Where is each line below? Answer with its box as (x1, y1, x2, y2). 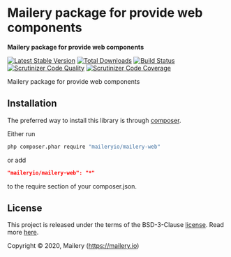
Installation (7, 98, 57, 110)
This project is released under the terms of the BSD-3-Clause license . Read (7, 221, 225, 229)
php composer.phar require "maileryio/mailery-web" (7, 143, 161, 150)
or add (7, 156, 27, 164)
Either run (7, 129, 36, 138)
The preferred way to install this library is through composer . (7, 116, 181, 124)
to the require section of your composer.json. (7, 182, 137, 190)
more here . (7, 228, 39, 237)
